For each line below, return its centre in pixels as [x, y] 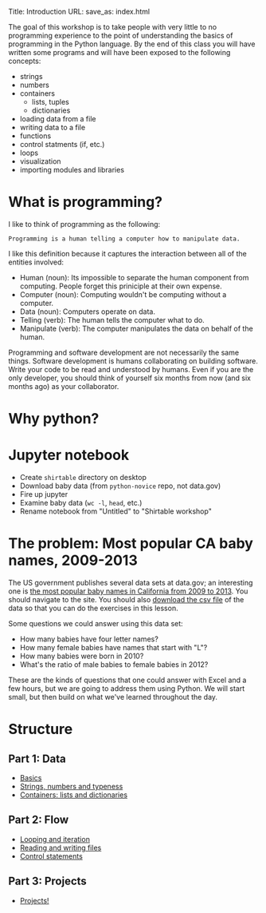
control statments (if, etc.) [62, 144]
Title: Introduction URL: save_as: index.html [79, 12]
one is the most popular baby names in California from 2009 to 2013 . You [128, 591]
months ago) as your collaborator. [64, 386]
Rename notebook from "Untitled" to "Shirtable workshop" [116, 511]
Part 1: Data [37, 758]
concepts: [25, 61]
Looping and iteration [55, 839]
